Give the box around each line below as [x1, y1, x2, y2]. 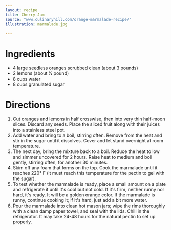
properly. [12, 219, 32, 225]
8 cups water [12, 76, 41, 82]
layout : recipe [5, 7, 38, 13]
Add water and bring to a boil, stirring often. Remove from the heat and [12, 132, 162, 138]
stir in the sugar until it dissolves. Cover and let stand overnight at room [12, 138, 164, 144]
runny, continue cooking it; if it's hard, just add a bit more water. [12, 197, 147, 203]
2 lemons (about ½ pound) [12, 70, 69, 76]
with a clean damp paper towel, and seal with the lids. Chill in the [12, 208, 150, 214]
